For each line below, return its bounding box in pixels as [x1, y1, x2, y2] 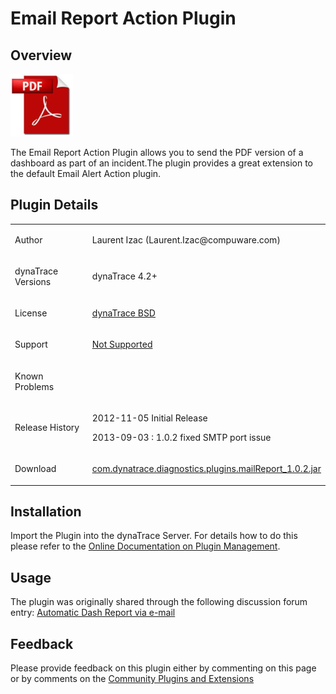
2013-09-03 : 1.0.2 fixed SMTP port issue [91, 431, 272, 443]
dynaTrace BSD [91, 307, 156, 319]
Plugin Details [10, 197, 99, 214]
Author [14, 233, 43, 246]
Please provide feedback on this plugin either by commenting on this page [10, 662, 317, 674]
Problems [14, 380, 55, 392]
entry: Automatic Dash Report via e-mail [10, 607, 176, 619]
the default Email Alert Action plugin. [10, 168, 162, 179]
